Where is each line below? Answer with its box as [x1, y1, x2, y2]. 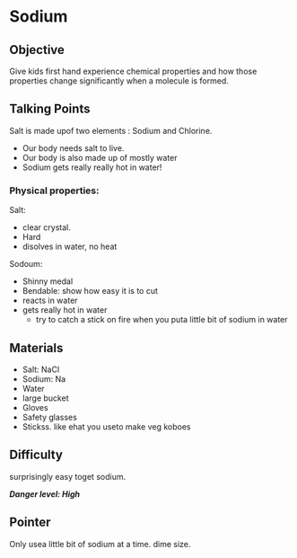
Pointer [9, 515, 51, 530]
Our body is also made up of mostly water [22, 152, 178, 163]
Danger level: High [9, 488, 81, 500]
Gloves [22, 402, 48, 412]
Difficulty [9, 447, 63, 463]
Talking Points [9, 102, 91, 117]
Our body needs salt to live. [22, 142, 125, 154]
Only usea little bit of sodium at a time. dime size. [9, 538, 191, 549]
